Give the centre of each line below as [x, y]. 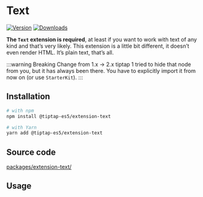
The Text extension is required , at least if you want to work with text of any [102, 39]
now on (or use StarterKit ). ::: [45, 77]
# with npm [20, 111]
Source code [31, 152]
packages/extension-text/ [39, 167]
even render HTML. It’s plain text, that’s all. [60, 52]
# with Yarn [21, 127]
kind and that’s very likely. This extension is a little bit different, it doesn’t [98, 46]
